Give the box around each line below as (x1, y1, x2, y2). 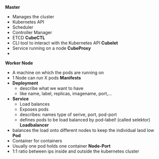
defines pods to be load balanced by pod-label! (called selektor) (19, 117, 151, 122)
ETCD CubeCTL (12, 35, 45, 40)
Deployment (12, 80, 39, 86)
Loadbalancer (19, 122, 49, 128)
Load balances (19, 101, 50, 107)
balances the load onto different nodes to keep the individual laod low (12, 127, 155, 133)
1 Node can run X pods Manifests (12, 75, 81, 80)
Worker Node (5, 60, 33, 66)
